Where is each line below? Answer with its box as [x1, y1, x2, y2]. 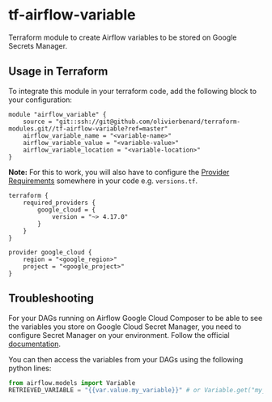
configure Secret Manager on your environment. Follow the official [8, 330, 230, 340]
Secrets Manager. [8, 41, 67, 50]
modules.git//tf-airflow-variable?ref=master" [8, 124, 168, 133]
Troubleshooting [8, 292, 95, 306]
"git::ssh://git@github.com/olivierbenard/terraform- [55, 118, 241, 126]
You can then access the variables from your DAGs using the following [8, 354, 244, 364]
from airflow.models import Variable [8, 378, 136, 387]
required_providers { [23, 199, 96, 207]
